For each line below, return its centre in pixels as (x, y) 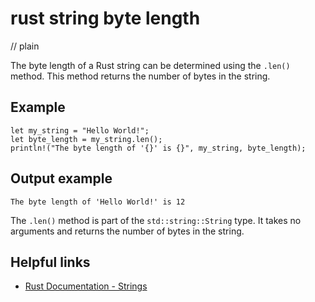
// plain (25, 46)
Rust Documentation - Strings (86, 286)
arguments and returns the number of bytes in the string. (127, 231)
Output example (61, 178)
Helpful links (50, 262)
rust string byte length (105, 18)
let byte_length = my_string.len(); (86, 139)
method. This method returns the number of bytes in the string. (140, 76)
